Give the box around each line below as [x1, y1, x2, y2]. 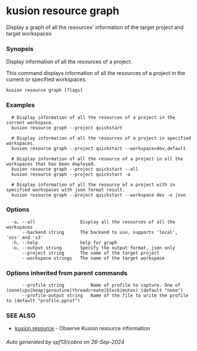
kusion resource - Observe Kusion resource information [14, 325, 150, 332]
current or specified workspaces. [6, 76, 87, 83]
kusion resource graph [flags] [6, 87, 83, 93]
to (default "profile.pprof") [6, 298, 81, 304]
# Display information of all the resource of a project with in [11, 181, 176, 187]
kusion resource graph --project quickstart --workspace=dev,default [11, 145, 186, 151]
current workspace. [6, 119, 54, 125]
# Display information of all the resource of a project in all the [11, 155, 183, 162]
